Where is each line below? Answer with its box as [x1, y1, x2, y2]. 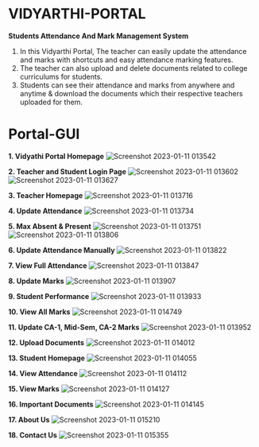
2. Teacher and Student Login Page [8, 166, 127, 176]
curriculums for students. [19, 72, 103, 81]
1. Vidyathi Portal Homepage [8, 151, 105, 161]
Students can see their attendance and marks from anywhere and [19, 80, 235, 90]
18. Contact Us [8, 430, 58, 440]
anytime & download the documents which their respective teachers [19, 88, 244, 98]
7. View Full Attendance [8, 260, 87, 270]
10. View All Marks [8, 307, 71, 317]
